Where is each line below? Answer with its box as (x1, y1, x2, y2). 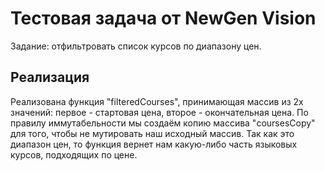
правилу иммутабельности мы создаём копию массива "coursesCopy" (10, 117, 316, 129)
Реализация (10, 69, 90, 86)
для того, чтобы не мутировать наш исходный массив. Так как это (10, 127, 295, 139)
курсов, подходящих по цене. (10, 148, 138, 161)
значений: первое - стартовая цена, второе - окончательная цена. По (10, 106, 309, 118)
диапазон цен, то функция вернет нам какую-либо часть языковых (10, 138, 298, 150)
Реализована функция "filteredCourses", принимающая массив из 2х (10, 95, 304, 107)
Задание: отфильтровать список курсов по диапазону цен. (10, 40, 262, 52)
